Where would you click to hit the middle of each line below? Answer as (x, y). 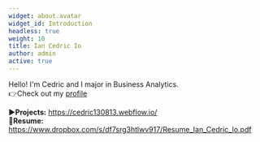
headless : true (34, 31)
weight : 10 (27, 39)
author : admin (32, 54)
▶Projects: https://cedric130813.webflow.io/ (83, 112)
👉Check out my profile (48, 93)
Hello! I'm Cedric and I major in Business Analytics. (93, 84)
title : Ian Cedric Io (45, 46)
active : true (30, 62)
